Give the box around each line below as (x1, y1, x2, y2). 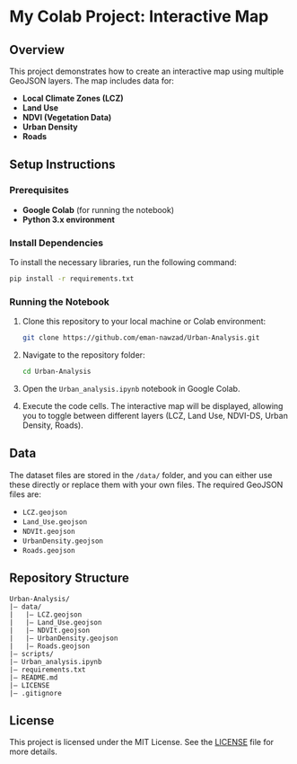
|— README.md (9, 672, 58, 682)
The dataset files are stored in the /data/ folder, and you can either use (9, 469, 273, 480)
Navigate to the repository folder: (22, 350, 145, 360)
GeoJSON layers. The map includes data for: (9, 76, 175, 86)
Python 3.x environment (22, 214, 115, 225)
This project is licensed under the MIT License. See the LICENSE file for (9, 737, 275, 748)
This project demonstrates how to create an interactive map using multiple (9, 66, 284, 76)
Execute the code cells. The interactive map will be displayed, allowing (22, 400, 284, 411)
